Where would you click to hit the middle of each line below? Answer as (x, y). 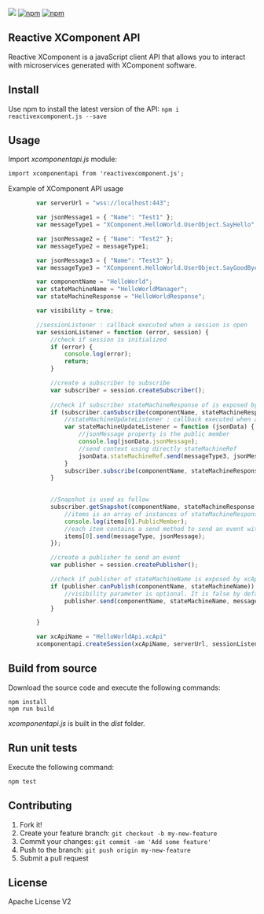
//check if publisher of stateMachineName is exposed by (145, 579)
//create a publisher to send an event (115, 558)
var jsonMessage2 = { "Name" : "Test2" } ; (105, 239)
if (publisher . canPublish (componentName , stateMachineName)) (152, 586)
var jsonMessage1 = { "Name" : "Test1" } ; (105, 217)
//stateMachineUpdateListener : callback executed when (158, 420)
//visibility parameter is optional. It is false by (152, 594)
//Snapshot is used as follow (99, 499)
